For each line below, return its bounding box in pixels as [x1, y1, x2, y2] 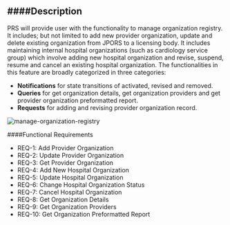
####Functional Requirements [7, 130, 93, 138]
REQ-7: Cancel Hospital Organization [17, 188, 122, 196]
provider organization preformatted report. [17, 96, 138, 105]
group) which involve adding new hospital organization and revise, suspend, [7, 53, 224, 62]
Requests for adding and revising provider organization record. [17, 103, 198, 111]
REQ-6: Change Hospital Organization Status [17, 180, 145, 189]
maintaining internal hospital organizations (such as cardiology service [7, 46, 209, 54]
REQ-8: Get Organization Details [17, 195, 109, 204]
